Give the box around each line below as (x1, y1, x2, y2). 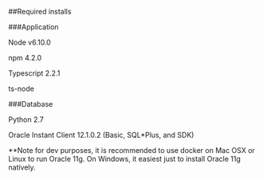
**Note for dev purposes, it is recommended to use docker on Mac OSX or (8, 146, 255, 155)
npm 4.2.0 (8, 53, 42, 62)
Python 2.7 (8, 115, 44, 124)
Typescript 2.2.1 (8, 68, 61, 78)
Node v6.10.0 (8, 37, 52, 47)
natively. (8, 162, 36, 172)
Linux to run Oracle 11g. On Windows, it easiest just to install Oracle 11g (8, 155, 241, 163)
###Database (8, 100, 53, 108)
